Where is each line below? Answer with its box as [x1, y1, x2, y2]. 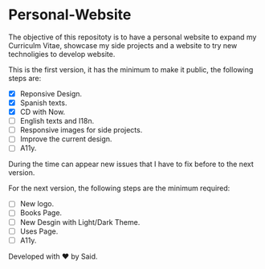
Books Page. [19, 208, 63, 218]
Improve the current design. [19, 134, 112, 144]
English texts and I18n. [19, 116, 95, 126]
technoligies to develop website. [8, 49, 116, 59]
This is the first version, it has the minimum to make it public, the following [8, 64, 254, 74]
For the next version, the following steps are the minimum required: [8, 183, 230, 194]
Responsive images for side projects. [19, 125, 143, 135]
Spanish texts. [19, 98, 67, 108]
